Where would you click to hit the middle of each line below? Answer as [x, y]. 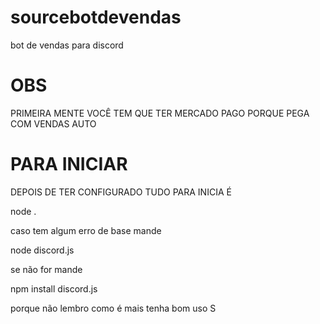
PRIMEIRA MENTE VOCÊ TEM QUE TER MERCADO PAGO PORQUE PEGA [160, 113]
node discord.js [42, 250]
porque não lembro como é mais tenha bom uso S [113, 308]
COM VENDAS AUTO [53, 123]
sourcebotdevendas [96, 17]
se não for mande [46, 269]
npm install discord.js [54, 288]
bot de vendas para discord [67, 45]
